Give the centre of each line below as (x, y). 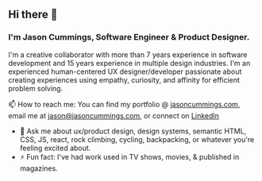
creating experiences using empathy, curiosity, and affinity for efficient (124, 79)
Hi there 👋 (33, 15)
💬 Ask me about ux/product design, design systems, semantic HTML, (133, 131)
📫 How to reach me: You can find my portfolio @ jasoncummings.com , (124, 104)
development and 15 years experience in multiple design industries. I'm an (129, 63)
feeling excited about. (55, 148)
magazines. (39, 168)
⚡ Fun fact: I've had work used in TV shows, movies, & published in (129, 156)
